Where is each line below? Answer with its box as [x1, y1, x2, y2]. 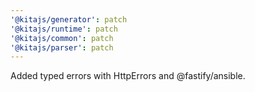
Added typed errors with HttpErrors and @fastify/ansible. [10, 70, 246, 82]
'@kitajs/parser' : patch [10, 42, 114, 53]
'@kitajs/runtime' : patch [10, 24, 118, 34]
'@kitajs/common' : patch [10, 33, 114, 43]
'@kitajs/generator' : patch [10, 14, 128, 25]
